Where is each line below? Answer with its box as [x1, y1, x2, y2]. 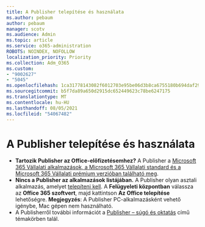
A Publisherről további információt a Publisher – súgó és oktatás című [15, 209, 190, 216]
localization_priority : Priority [6, 54, 92, 60]
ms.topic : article [6, 37, 53, 43]
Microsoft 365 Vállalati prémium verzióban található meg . [15, 170, 159, 177]
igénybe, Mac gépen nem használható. [15, 202, 113, 210]
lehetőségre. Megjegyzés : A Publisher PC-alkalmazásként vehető [15, 196, 181, 203]
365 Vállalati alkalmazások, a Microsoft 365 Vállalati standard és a [15, 164, 181, 171]
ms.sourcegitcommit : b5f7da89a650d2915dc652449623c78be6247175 [6, 88, 171, 94]
